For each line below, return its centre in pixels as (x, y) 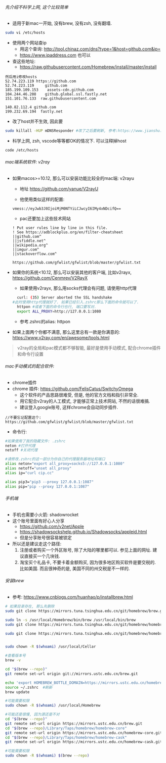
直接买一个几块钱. (42, 556)
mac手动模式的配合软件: (30, 366)
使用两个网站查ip (29, 43)
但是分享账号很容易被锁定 (46, 537)
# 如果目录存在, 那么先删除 (30, 607)
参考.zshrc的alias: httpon (45, 321)
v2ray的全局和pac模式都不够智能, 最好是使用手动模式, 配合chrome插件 (89, 348)
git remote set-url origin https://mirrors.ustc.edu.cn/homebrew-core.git (84, 733)
